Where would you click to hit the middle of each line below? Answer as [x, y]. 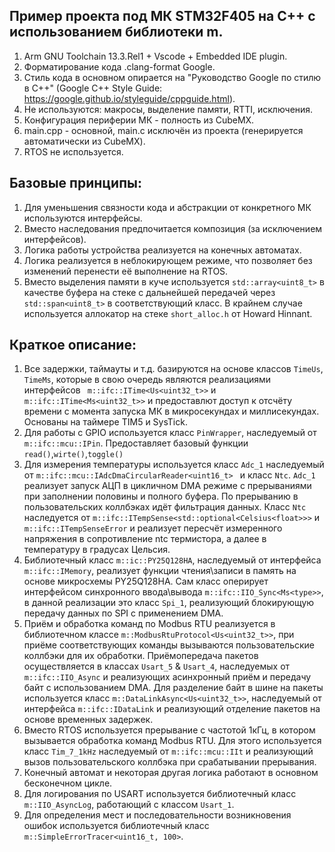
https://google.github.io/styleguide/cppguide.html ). [129, 98]
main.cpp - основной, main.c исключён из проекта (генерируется [163, 130]
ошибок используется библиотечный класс [116, 826]
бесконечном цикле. [68, 783]
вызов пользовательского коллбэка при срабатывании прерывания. [170, 762]
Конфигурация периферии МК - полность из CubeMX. [139, 120]
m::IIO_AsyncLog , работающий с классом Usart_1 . [129, 805]
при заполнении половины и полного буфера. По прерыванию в [161, 496]
